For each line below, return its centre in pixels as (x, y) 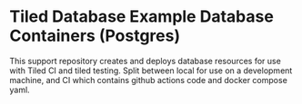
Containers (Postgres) (95, 36)
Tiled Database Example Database (142, 17)
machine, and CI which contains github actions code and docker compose (149, 80)
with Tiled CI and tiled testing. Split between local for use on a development (151, 71)
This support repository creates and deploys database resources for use (146, 61)
